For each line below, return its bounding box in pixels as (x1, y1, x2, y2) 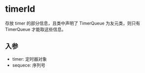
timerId (5, 3, 35, 15)
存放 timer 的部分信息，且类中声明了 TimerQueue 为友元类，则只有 (5, 20, 141, 26)
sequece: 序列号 (12, 62, 46, 68)
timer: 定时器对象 (12, 56, 47, 62)
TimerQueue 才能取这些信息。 (5, 26, 66, 32)
